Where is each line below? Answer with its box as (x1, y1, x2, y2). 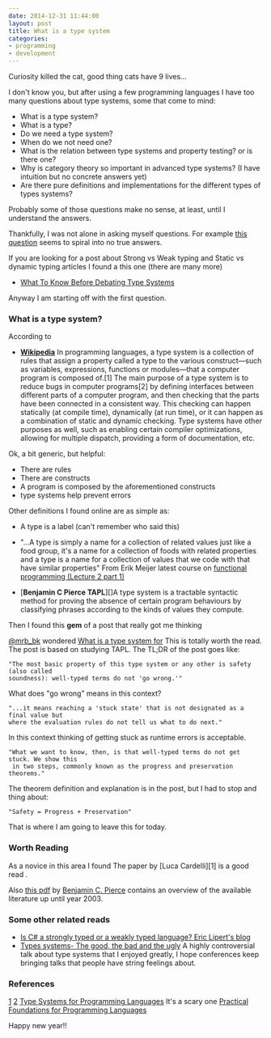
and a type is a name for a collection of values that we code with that (19, 555, 251, 565)
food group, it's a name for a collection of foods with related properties (19, 546, 257, 556)
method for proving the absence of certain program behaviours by (19, 596, 242, 606)
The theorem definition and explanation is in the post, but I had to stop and (8, 784, 257, 794)
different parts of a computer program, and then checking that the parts (19, 390, 260, 400)
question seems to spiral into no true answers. (8, 238, 163, 247)
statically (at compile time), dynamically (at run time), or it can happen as (19, 408, 264, 417)
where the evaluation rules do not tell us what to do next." (8, 718, 222, 727)
